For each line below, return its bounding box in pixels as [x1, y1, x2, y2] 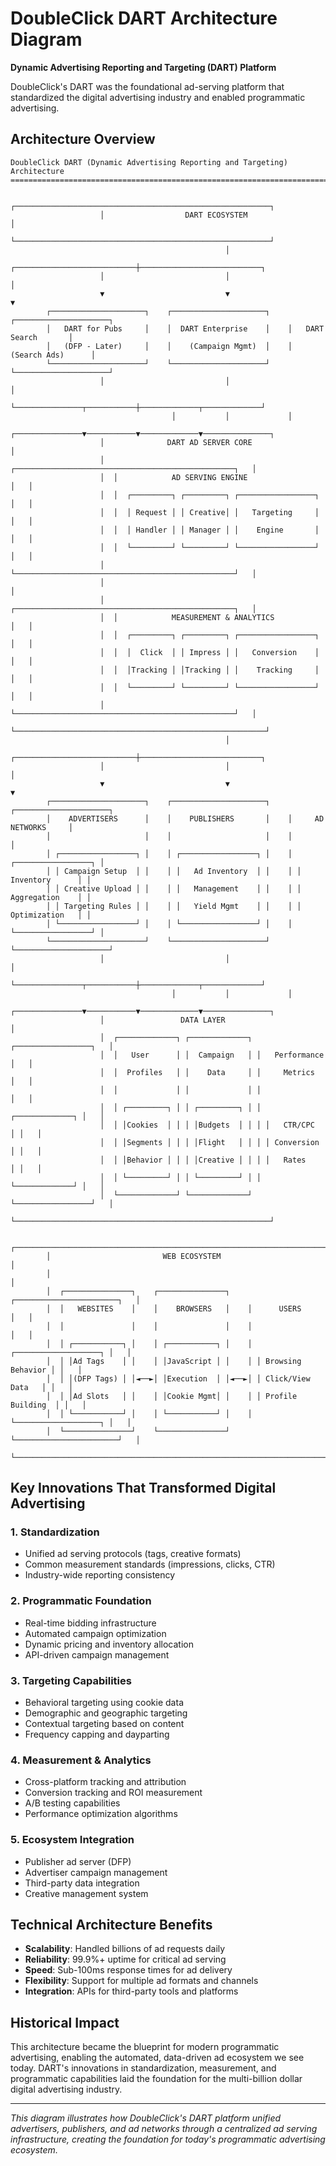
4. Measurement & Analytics [10, 1753, 152, 1767]
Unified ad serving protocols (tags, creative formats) [24, 1548, 242, 1560]
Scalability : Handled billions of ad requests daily [24, 1943, 226, 1955]
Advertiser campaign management [24, 1866, 168, 1878]
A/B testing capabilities [24, 1797, 121, 1809]
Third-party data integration [24, 1877, 140, 1889]
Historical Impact [10, 2014, 120, 2031]
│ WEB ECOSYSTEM [46, 1251, 222, 1261]
